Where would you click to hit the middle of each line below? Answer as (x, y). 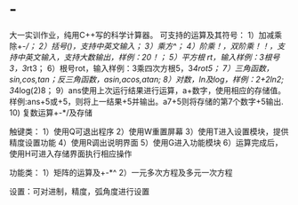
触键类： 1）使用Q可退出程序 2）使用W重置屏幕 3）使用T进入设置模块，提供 (149, 131)
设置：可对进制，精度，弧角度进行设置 (79, 191)
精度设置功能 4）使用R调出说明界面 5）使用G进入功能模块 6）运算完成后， (146, 142)
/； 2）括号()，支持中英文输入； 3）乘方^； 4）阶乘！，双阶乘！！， (151, 46)
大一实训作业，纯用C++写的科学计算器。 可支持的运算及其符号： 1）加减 (142, 35)
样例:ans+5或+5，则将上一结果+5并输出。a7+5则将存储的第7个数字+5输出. (147, 101)
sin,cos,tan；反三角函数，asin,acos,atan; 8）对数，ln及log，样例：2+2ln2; (147, 79)
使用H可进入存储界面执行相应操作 (71, 154)
